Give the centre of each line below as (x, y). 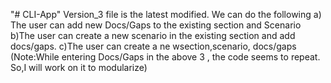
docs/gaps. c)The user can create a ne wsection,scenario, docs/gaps (153, 46)
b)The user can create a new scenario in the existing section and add (153, 35)
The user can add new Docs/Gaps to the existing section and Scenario (156, 25)
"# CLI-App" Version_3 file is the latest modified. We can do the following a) (166, 14)
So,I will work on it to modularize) (79, 67)
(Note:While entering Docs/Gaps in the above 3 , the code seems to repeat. (165, 57)
